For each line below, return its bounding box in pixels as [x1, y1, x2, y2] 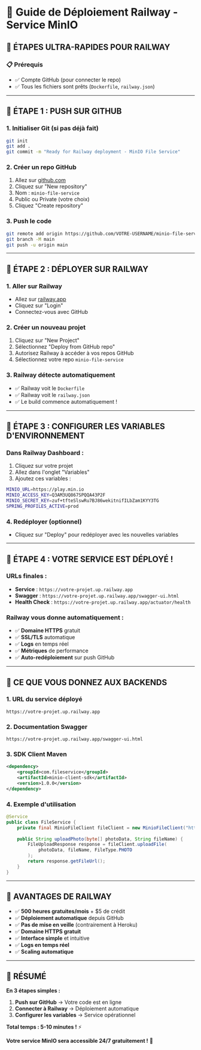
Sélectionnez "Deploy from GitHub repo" [14, 343, 115, 350]
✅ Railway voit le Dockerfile [14, 385, 85, 392]
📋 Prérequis [6, 60, 43, 68]
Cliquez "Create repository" [14, 202, 84, 209]
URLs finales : [6, 572, 47, 580]
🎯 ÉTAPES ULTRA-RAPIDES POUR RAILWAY [6, 42, 170, 52]
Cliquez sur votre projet [14, 462, 74, 470]
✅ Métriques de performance [14, 647, 89, 655]
